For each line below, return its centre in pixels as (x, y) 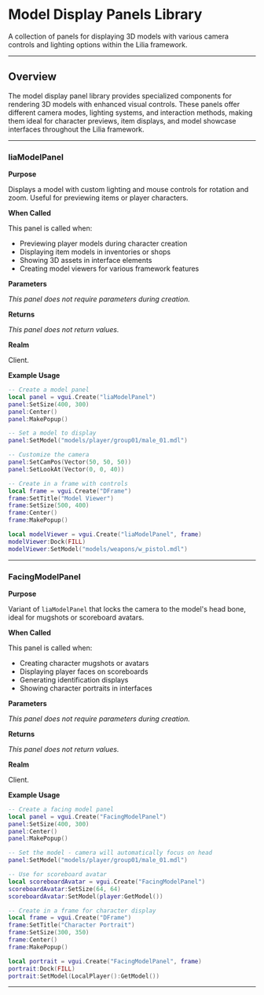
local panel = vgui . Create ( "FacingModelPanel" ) (88, 816)
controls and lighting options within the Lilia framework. (98, 44)
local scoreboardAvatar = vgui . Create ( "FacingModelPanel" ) (107, 882)
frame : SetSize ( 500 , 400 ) (49, 505)
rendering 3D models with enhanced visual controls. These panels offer (124, 104)
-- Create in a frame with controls (68, 483)
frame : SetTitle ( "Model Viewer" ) (61, 498)
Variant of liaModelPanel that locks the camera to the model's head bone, (127, 608)
